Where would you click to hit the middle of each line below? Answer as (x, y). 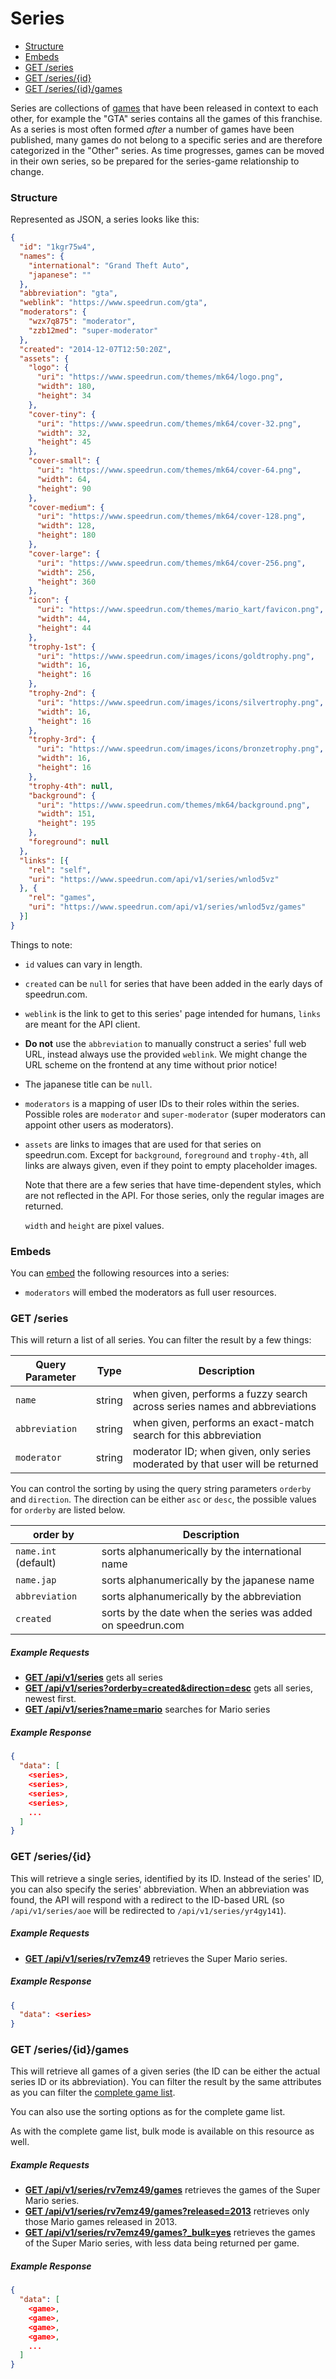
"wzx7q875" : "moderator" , (82, 322)
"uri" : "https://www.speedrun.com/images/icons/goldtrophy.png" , (175, 656)
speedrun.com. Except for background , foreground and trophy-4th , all (166, 1154)
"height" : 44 (64, 628)
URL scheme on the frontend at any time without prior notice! (151, 1064)
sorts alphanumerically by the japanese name (208, 1580)
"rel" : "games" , (62, 898)
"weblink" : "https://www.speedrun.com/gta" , (113, 303)
